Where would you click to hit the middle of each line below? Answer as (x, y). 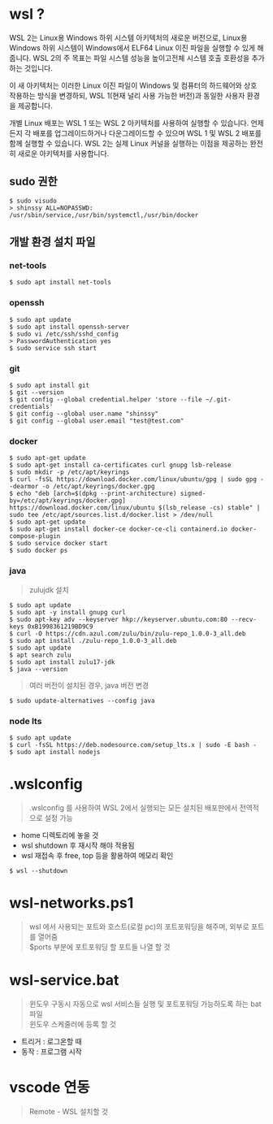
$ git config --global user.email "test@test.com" (97, 421)
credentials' (31, 407)
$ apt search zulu (40, 655)
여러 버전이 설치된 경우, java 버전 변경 (89, 685)
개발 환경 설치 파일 (52, 242)
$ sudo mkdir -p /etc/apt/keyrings (69, 472)
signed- (193, 494)
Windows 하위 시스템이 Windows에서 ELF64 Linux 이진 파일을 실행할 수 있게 (132, 48)
